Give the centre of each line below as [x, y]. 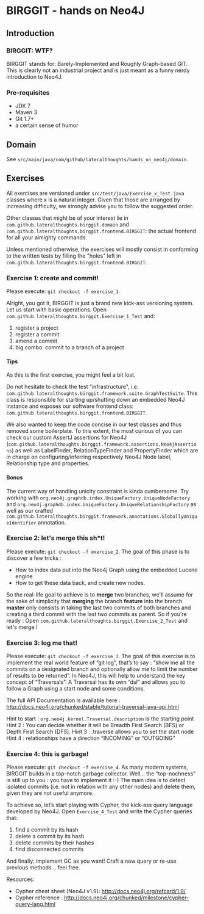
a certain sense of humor [47, 125]
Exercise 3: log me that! [42, 643]
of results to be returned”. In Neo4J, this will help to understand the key [96, 676]
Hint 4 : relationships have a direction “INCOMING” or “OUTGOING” [91, 738]
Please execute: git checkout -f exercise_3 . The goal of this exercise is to [101, 656]
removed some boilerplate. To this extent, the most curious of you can [94, 431]
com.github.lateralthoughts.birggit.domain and [68, 224]
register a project [37, 328]
